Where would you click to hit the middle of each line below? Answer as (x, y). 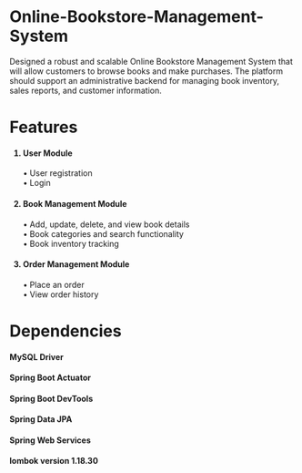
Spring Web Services (50, 440)
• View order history (60, 294)
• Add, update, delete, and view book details (106, 224)
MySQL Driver (36, 356)
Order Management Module (76, 264)
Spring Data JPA (41, 419)
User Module (47, 153)
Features (44, 127)
